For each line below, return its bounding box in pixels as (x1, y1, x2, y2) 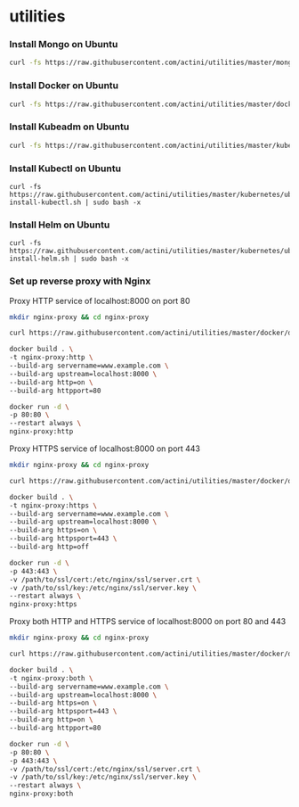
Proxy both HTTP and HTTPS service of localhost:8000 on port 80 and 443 (9, 616, 287, 627)
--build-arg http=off (9, 542, 90, 552)
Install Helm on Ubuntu (9, 218, 110, 231)
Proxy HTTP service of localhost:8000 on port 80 (9, 295, 190, 306)
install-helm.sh (9, 254, 69, 264)
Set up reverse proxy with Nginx (9, 275, 151, 287)
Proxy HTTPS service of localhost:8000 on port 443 (9, 443, 201, 454)
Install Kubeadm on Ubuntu (9, 120, 130, 133)
